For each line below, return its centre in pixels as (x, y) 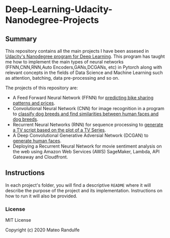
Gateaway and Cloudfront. (40, 157)
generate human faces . (37, 141)
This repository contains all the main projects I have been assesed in (77, 51)
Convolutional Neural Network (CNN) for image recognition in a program (88, 108)
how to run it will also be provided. (41, 196)
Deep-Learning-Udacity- (59, 9)
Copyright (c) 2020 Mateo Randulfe (42, 230)
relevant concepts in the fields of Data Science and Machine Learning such (84, 73)
